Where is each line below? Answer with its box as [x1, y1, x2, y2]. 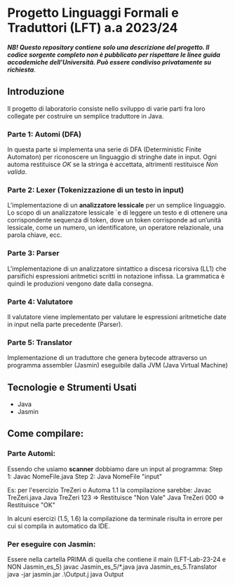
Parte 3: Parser [7, 248, 60, 258]
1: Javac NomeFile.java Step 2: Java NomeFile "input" [7, 472, 163, 480]
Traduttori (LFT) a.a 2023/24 [7, 20, 178, 36]
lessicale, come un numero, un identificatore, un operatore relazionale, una [7, 223, 224, 232]
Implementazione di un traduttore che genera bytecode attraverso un [7, 354, 207, 362]
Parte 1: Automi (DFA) [7, 129, 82, 139]
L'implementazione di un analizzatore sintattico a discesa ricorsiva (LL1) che [7, 264, 227, 273]
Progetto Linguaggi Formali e [7, 5, 179, 21]
